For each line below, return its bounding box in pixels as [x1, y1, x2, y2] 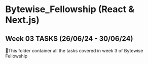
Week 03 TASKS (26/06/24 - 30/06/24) [5, 34, 133, 43]
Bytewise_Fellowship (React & [5, 4, 135, 15]
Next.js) [5, 14, 40, 26]
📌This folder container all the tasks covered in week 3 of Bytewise [5, 48, 143, 53]
